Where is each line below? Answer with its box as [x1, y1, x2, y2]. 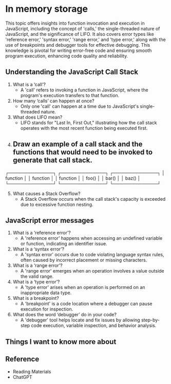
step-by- [141, 317, 160, 323]
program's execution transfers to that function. [20, 92, 120, 98]
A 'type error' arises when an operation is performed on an [20, 284, 145, 291]
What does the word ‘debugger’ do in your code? [12, 312, 117, 318]
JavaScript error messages [5, 216, 94, 225]
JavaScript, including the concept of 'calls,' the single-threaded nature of [5, 25, 160, 31]
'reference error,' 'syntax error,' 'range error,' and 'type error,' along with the [5, 36, 166, 43]
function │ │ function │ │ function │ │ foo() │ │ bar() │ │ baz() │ [5, 175, 141, 181]
